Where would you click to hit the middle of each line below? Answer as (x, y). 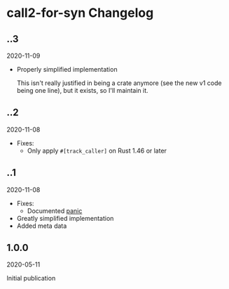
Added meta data (42, 226)
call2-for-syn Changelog (80, 13)
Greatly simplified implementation (65, 218)
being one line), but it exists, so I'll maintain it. (82, 90)
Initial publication (31, 278)
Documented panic (55, 211)
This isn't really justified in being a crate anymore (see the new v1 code (119, 83)
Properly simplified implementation (67, 69)
